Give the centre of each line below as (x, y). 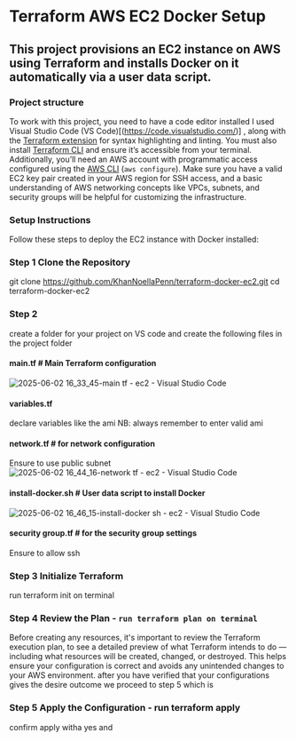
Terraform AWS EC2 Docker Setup (137, 16)
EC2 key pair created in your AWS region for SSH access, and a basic (136, 178)
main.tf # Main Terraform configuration (83, 363)
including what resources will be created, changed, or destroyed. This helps (148, 657)
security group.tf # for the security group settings (103, 533)
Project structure (47, 102)
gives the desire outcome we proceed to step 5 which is (112, 685)
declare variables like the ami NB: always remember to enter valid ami (136, 423)
